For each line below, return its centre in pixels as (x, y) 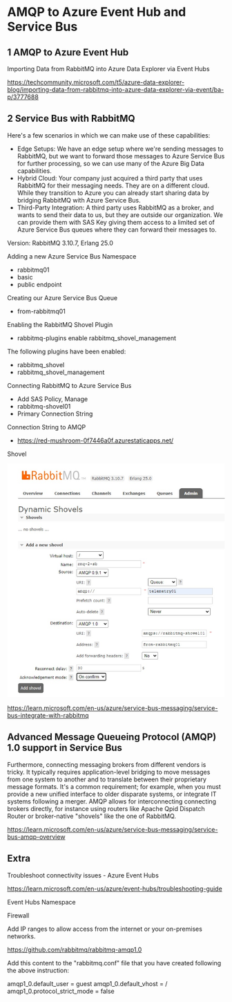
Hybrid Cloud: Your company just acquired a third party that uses (110, 178)
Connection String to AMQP (47, 427)
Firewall (18, 915)
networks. (21, 936)
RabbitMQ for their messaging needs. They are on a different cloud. (113, 185)
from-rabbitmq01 (41, 311)
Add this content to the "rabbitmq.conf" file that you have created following (114, 963)
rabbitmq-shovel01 (44, 406)
